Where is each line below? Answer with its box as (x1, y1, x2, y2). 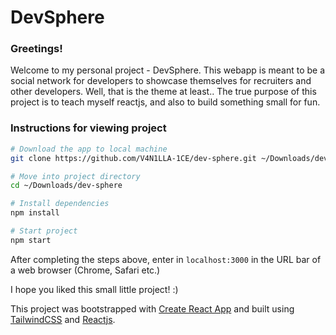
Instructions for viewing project (10, 121, 167, 135)
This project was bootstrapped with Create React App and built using (10, 302, 295, 315)
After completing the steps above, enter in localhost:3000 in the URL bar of (10, 253, 322, 265)
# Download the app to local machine (10, 144, 168, 154)
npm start (10, 235, 52, 245)
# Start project (10, 226, 78, 236)
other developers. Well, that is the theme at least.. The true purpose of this (10, 86, 317, 98)
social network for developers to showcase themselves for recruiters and (10, 75, 312, 87)
